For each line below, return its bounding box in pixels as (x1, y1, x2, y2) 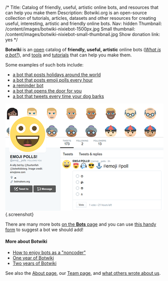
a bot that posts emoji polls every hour (12, 77, 93, 83)
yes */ (5, 37, 18, 43)
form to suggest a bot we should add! (5, 227, 83, 233)
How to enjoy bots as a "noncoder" (12, 249, 86, 256)
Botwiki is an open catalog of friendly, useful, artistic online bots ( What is (5, 47, 161, 52)
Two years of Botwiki (12, 260, 57, 266)
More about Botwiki (5, 238, 48, 244)
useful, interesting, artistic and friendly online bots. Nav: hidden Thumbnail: (5, 20, 162, 26)
